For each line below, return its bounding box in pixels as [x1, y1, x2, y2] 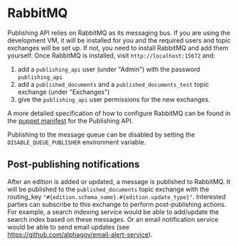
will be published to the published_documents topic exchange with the [7, 185, 210, 193]
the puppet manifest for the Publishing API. [7, 116, 134, 125]
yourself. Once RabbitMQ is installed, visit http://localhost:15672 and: [7, 51, 215, 60]
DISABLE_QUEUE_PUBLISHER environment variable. [7, 137, 146, 146]
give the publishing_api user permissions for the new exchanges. [17, 95, 211, 104]
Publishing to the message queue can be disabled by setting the [7, 130, 195, 139]
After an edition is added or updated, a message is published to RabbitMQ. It [7, 177, 231, 186]
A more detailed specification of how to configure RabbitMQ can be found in [7, 109, 231, 117]
